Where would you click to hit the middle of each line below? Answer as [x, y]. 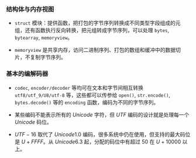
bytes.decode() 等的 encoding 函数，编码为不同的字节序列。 [87, 102]
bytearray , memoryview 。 [44, 38]
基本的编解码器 [27, 74]
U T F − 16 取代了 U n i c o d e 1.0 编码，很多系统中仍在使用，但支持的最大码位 [102, 134]
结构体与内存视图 [30, 9]
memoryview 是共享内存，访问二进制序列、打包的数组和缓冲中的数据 [95, 50]
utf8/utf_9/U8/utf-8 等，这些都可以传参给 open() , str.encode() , [92, 95]
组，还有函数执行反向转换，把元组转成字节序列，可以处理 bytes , [92, 30]
